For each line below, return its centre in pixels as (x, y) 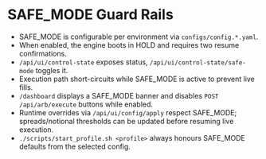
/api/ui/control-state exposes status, (83, 62)
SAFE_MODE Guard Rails (91, 15)
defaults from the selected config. (74, 146)
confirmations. (43, 53)
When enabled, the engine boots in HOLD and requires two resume (129, 45)
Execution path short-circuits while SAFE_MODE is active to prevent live (137, 79)
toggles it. (52, 70)
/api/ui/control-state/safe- (198, 62)
